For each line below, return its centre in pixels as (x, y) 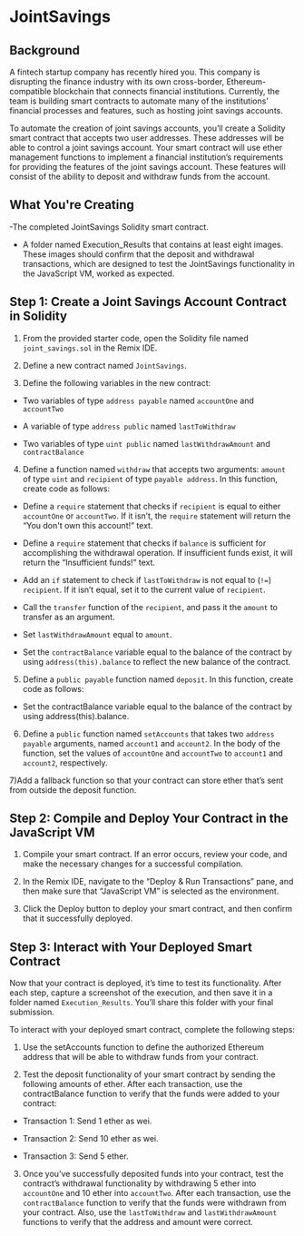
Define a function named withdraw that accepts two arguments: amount (154, 469)
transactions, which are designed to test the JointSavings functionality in (158, 263)
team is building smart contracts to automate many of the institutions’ (139, 101)
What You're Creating (72, 205)
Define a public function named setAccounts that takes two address (148, 734)
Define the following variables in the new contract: (117, 382)
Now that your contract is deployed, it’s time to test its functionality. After (146, 984)
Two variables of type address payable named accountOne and (138, 400)
